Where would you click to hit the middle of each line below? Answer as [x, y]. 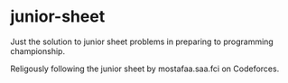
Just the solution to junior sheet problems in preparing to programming [142, 41]
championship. [38, 51]
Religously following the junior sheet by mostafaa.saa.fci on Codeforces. [145, 69]
